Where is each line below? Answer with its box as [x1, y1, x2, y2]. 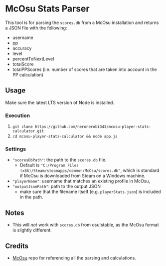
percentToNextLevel [12, 55, 54, 61]
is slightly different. [12, 227, 52, 233]
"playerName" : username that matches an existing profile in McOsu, [12, 178, 151, 184]
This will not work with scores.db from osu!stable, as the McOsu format [12, 222, 159, 228]
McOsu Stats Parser [5, 3, 90, 14]
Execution [5, 112, 30, 119]
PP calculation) [12, 71, 44, 77]
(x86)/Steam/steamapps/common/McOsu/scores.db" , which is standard [19, 167, 160, 173]
